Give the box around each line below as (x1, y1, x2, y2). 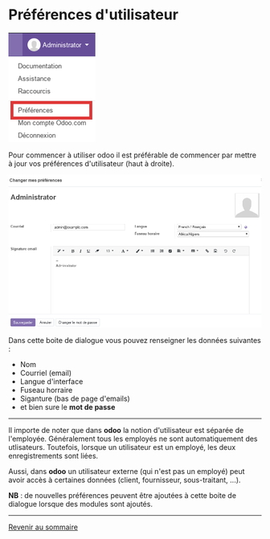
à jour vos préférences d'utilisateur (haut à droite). (8, 158, 175, 168)
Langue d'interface (19, 376, 84, 386)
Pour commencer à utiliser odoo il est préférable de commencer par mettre (8, 150, 257, 160)
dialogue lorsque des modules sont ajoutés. (8, 499, 153, 508)
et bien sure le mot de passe (19, 402, 116, 411)
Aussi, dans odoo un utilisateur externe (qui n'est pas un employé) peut (8, 466, 245, 476)
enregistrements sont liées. (8, 451, 99, 460)
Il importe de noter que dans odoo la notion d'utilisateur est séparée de (8, 425, 244, 435)
